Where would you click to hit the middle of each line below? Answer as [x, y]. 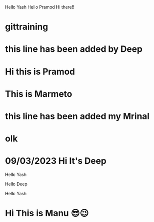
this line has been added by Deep [74, 49]
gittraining [27, 27]
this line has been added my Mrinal [77, 116]
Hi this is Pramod [40, 72]
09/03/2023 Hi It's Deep [56, 161]
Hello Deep [16, 184]
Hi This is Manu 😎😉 [47, 213]
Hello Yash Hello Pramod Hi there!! [40, 7]
